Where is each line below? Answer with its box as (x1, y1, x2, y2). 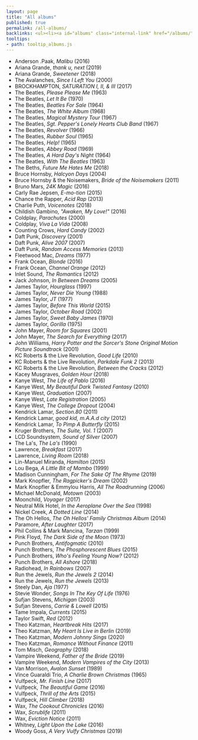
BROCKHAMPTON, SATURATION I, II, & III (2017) (14, 82, 133, 90)
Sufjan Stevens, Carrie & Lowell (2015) (14, 602, 108, 609)
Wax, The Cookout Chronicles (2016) (14, 702, 104, 709)
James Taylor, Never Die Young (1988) (14, 289, 108, 296)
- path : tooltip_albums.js (6, 42, 72, 48)
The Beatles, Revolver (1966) (14, 126, 85, 133)
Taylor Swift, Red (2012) (14, 615, 73, 622)
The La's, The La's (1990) (14, 440, 78, 447)
